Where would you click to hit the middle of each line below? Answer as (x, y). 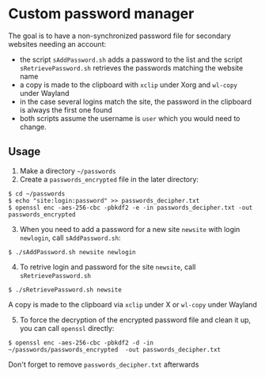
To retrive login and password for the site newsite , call (108, 267)
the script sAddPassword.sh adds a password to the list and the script (131, 59)
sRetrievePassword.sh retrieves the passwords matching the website (131, 67)
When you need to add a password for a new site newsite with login (130, 229)
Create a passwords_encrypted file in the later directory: (109, 179)
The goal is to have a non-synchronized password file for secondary (120, 36)
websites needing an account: (57, 44)
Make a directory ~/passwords (68, 170)
